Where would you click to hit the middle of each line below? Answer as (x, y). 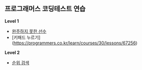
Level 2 (12, 52)
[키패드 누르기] (26, 37)
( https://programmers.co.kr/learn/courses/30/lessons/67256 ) (74, 43)
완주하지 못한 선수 (29, 31)
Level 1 (12, 21)
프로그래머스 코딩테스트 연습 (45, 9)
